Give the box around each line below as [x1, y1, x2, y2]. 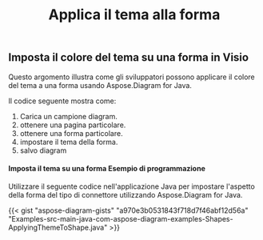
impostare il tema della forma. [19, 137, 118, 146]
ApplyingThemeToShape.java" [8, 222, 108, 232]
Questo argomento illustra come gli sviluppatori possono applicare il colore [8, 72, 256, 82]
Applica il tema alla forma [48, 6, 221, 24]
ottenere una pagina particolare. [19, 120, 126, 130]
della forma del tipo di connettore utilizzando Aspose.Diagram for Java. [8, 190, 243, 199]
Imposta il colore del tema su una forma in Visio [8, 50, 249, 65]
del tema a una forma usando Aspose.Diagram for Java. [8, 80, 192, 90]
